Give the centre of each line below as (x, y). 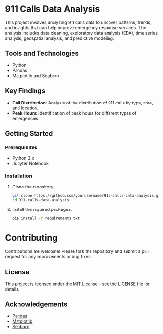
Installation (19, 176)
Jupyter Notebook (30, 163)
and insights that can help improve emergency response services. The (76, 27)
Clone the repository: (33, 187)
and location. (25, 108)
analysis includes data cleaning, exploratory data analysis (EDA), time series (81, 33)
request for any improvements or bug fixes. (48, 257)
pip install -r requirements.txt (46, 218)
